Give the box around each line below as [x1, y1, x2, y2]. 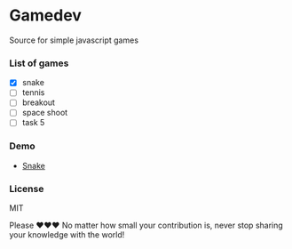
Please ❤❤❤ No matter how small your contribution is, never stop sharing [9, 220, 284, 231]
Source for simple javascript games [9, 35, 139, 45]
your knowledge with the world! [9, 229, 125, 240]
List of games [9, 57, 69, 69]
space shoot [21, 108, 68, 118]
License [9, 182, 44, 195]
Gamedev [9, 5, 83, 26]
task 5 [21, 117, 45, 128]
